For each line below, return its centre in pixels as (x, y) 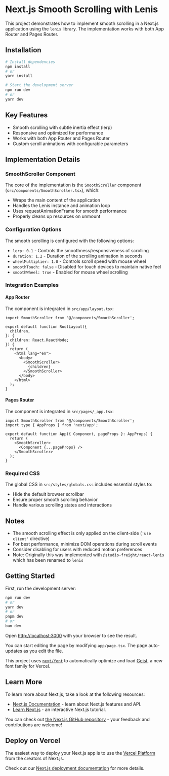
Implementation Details (43, 159)
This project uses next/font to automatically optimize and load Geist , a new (84, 660)
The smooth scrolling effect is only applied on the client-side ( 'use (82, 533)
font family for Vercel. (28, 666)
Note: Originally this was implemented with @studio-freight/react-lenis (88, 555)
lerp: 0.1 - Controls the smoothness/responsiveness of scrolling (81, 250)
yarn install (19, 76)
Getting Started (30, 576)
